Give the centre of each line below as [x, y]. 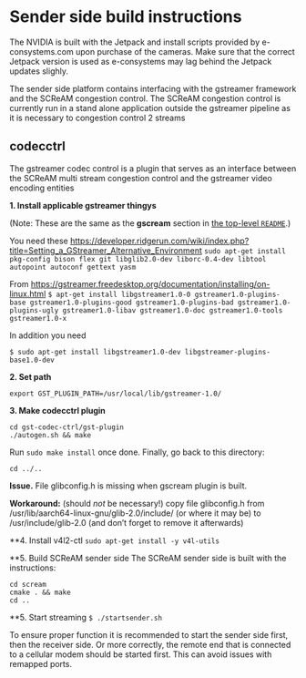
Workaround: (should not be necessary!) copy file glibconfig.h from [137, 503]
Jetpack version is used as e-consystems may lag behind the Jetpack [141, 61]
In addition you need [48, 335]
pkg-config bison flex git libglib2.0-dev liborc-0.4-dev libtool [138, 259]
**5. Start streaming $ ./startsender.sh [86, 617]
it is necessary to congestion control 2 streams [97, 118]
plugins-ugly [34, 310]
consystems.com [42, 51]
